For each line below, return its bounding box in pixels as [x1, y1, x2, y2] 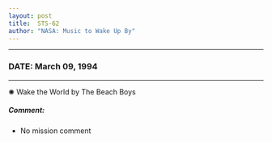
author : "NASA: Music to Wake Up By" [8, 27, 136, 35]
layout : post [8, 11, 53, 20]
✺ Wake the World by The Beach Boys [8, 86, 136, 97]
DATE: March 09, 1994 [8, 61, 99, 73]
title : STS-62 [8, 19, 60, 27]
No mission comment [19, 126, 91, 136]
